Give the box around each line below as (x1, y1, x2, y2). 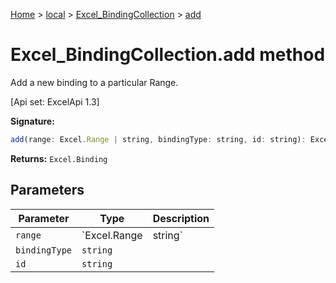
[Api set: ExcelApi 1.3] (10, 95, 100, 108)
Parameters (10, 182, 85, 199)
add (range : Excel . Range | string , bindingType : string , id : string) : (10, 134, 307, 144)
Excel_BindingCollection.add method (10, 44, 326, 66)
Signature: (10, 115, 55, 127)
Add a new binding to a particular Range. (10, 76, 179, 88)
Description (152, 211, 210, 225)
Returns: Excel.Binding (10, 152, 108, 164)
